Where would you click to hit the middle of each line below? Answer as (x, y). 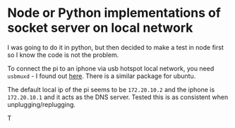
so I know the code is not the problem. (63, 55)
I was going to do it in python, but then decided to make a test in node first (115, 47)
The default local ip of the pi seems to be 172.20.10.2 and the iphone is (111, 89)
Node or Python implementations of (114, 13)
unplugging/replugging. (42, 104)
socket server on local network (100, 28)
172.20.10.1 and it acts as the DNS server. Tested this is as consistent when (118, 97)
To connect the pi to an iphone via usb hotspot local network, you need (111, 68)
